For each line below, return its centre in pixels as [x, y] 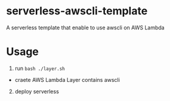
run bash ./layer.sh [40, 68]
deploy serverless [37, 91]
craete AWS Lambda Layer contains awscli [67, 79]
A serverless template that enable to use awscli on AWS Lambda [86, 27]
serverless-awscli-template [77, 11]
